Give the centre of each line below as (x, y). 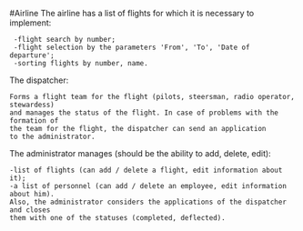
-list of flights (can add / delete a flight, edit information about (146, 170)
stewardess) (32, 105)
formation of (34, 121)
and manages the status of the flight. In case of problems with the (144, 113)
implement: (30, 23)
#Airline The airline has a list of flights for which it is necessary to (132, 13)
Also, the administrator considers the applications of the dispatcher (148, 202)
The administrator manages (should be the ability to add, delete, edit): (140, 153)
